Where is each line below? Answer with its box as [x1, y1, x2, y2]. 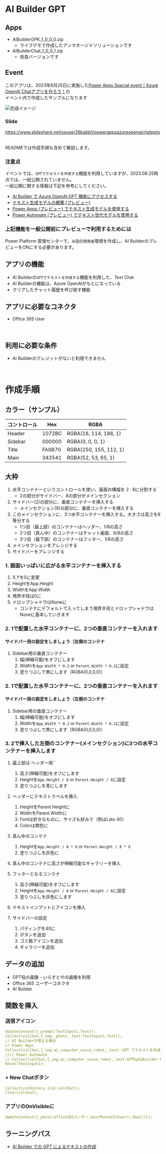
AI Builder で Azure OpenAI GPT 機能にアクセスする [12, 194, 118, 200]
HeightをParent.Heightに [19, 804, 70, 810]
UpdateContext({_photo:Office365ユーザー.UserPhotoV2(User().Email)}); [5, 1114, 153, 1120]
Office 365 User [12, 316, 45, 322]
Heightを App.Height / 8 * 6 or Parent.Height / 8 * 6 [19, 843, 131, 849]
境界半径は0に [12, 593, 41, 599]
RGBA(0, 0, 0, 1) [66, 438, 105, 445]
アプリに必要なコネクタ [5, 302, 77, 311]
